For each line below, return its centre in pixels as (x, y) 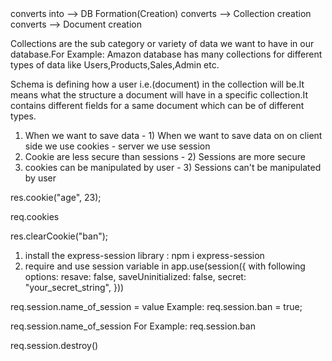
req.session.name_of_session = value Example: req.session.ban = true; (156, 306)
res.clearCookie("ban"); (59, 236)
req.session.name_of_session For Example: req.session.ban (133, 326)
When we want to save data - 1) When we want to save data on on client (173, 135)
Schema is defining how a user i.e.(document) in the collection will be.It (157, 84)
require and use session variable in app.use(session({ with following (165, 266)
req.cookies (35, 216)
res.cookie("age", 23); (56, 197)
